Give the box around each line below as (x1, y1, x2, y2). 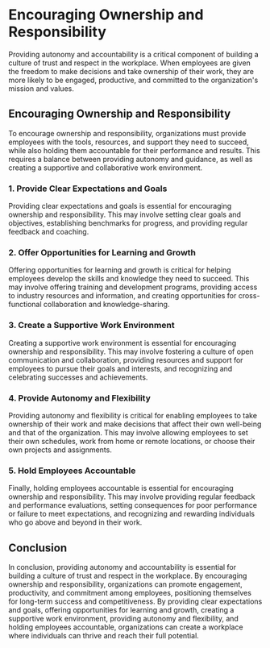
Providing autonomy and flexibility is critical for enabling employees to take (8, 410, 258, 420)
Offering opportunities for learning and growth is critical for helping (8, 265, 231, 275)
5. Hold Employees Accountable (8, 465, 136, 476)
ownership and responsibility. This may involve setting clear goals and (8, 210, 242, 219)
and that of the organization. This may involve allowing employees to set (8, 427, 248, 437)
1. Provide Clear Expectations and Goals (8, 183, 168, 194)
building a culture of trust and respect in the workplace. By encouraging (8, 571, 247, 581)
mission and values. (8, 83, 74, 93)
